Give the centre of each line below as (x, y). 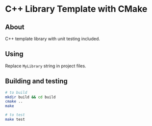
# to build (16, 92)
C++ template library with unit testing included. (53, 39)
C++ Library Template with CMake (76, 9)
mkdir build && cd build (30, 97)
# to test (15, 115)
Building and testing (36, 81)
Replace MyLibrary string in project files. (46, 66)
